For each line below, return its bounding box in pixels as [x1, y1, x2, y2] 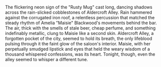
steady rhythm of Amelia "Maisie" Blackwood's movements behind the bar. [5, 20, 157, 26]
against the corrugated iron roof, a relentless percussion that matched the [5, 15, 155, 20]
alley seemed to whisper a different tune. [5, 57, 88, 62]
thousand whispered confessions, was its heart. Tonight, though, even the [5, 51, 156, 57]
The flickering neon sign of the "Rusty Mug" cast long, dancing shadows [5, 4, 153, 10]
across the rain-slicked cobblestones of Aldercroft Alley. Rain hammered [5, 9, 153, 15]
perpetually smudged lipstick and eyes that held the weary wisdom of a [5, 46, 150, 52]
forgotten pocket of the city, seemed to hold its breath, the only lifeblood [5, 35, 153, 41]
